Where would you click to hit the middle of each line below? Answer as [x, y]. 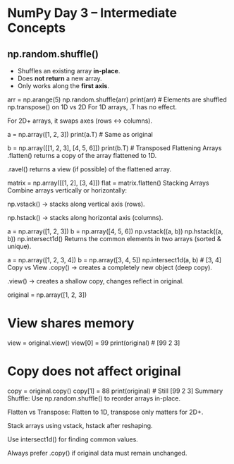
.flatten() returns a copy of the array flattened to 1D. [82, 155]
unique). [19, 246]
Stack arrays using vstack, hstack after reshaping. [80, 425]
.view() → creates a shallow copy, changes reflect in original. [96, 281]
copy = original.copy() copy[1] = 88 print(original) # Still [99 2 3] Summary [115, 391]
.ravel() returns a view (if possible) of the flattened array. [90, 169]
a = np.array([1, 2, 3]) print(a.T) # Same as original [80, 134]
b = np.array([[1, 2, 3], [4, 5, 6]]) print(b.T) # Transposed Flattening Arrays [115, 148]
